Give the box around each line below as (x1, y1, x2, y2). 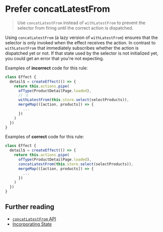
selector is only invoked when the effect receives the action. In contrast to (5, 39, 156, 45)
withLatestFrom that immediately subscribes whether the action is (5, 45, 139, 51)
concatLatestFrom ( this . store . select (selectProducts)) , (18, 162, 134, 166)
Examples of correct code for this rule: (5, 134, 84, 140)
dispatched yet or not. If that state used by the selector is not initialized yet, (5, 50, 159, 56)
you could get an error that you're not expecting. (5, 55, 104, 61)
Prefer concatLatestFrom (5, 3, 110, 15)
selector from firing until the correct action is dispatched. (17, 25, 133, 31)
